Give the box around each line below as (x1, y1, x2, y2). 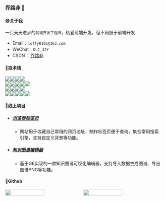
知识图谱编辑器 (12, 147, 43, 153)
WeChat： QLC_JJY (12, 46, 49, 53)
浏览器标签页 (12, 115, 39, 121)
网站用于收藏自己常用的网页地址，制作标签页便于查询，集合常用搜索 (19, 128, 159, 134)
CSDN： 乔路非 (12, 53, 44, 59)
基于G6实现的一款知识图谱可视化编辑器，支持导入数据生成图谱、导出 (19, 160, 161, 166)
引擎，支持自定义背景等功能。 (19, 134, 81, 140)
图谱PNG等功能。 (19, 166, 55, 172)
